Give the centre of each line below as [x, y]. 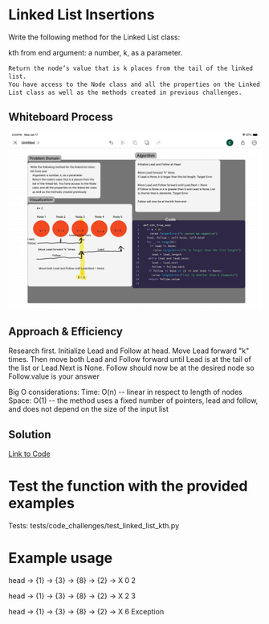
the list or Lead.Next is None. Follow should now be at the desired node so [131, 368]
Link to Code [29, 454]
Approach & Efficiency [65, 332]
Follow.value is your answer [54, 376]
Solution [30, 435]
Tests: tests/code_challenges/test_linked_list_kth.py [94, 526]
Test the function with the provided [128, 486]
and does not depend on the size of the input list [88, 409]
